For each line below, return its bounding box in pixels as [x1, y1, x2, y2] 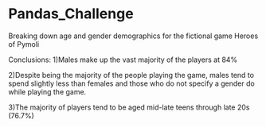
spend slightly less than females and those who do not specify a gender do [8, 79, 255, 88]
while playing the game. [8, 87, 87, 96]
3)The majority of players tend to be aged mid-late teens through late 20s [8, 102, 250, 112]
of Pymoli [8, 39, 40, 48]
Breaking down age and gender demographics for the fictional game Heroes [8, 31, 259, 40]
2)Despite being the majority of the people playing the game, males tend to [8, 70, 255, 79]
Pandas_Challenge [8, 5, 134, 23]
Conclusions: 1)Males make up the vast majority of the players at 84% [8, 55, 238, 64]
